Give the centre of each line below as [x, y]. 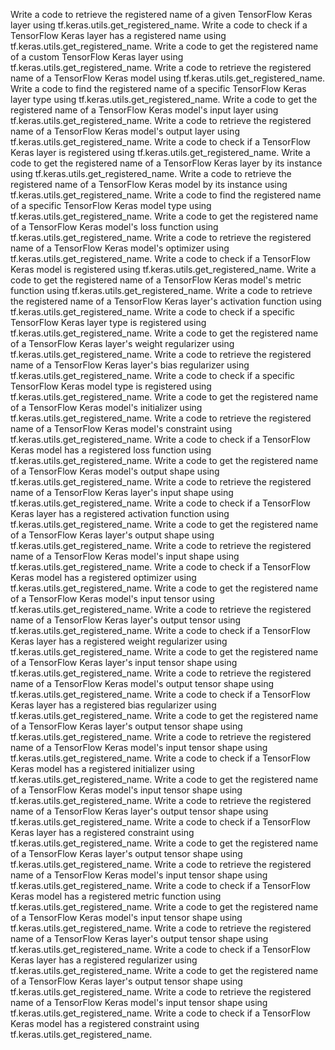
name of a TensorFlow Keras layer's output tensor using [126, 620]
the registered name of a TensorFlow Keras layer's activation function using [166, 301]
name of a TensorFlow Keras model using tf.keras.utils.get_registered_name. [168, 78]
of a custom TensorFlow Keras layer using [97, 57]
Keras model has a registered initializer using [102, 768]
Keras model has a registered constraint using [105, 1023]
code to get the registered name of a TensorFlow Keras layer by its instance [166, 163]
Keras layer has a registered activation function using [120, 513]
